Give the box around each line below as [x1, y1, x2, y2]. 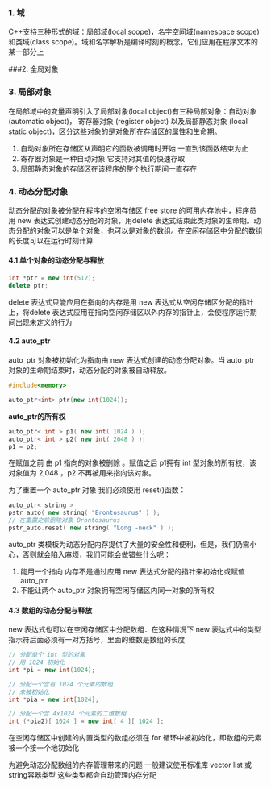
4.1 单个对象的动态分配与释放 [8, 255, 105, 265]
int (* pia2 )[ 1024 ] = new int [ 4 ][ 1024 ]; [8, 717, 165, 726]
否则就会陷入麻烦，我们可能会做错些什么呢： [22, 550, 171, 559]
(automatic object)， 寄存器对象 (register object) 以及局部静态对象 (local [8, 116, 248, 126]
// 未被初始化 [8, 687, 50, 696]
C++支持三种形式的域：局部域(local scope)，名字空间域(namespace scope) [8, 27, 260, 37]
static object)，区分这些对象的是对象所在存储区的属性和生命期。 [8, 126, 222, 136]
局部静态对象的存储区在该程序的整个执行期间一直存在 [19, 164, 198, 173]
